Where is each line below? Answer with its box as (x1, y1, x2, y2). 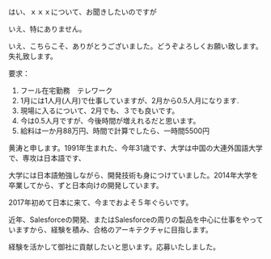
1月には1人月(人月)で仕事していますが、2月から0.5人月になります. (19, 96, 239, 105)
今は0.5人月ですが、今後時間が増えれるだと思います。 (19, 116, 201, 125)
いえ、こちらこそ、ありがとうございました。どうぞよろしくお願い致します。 (8, 41, 263, 51)
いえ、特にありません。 (8, 24, 87, 34)
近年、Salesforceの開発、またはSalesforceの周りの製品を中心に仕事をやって (8, 215, 264, 224)
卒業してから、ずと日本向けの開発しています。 (8, 181, 163, 190)
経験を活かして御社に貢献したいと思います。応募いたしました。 (8, 242, 221, 252)
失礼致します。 (8, 52, 58, 61)
